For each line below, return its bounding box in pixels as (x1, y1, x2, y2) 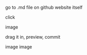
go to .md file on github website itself (5, 5, 83, 10)
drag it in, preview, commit (5, 34, 61, 40)
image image (5, 44, 32, 50)
